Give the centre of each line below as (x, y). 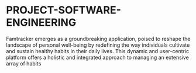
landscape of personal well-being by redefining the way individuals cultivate (98, 45)
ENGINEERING (41, 22)
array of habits (24, 63)
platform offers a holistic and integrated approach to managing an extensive (97, 57)
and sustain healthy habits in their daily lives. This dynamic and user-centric (98, 51)
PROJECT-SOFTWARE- (63, 10)
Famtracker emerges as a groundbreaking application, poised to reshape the (98, 39)
